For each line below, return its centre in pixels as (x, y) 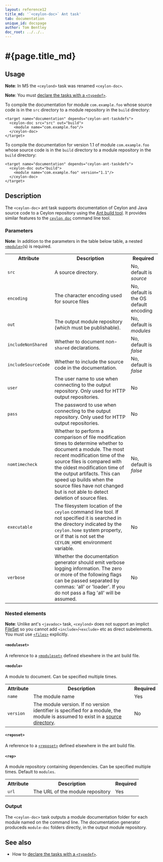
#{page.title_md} (41, 56)
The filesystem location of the (89, 506)
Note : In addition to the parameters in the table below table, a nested (74, 241)
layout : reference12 (26, 9)
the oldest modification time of (90, 467)
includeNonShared (27, 345)
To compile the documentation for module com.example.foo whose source (78, 105)
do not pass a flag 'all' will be (88, 593)
